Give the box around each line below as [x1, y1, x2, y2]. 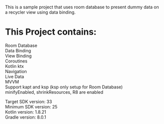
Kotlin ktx [5, 63, 24, 69]
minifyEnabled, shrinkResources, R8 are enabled [5, 89, 104, 95]
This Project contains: [5, 26, 97, 38]
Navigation [5, 68, 27, 74]
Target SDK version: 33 [5, 99, 53, 104]
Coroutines [5, 58, 28, 64]
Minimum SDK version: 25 [5, 103, 58, 109]
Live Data [5, 73, 25, 80]
